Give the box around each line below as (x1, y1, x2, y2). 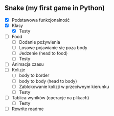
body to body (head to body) (19, 78, 77, 84)
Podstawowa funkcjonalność (11, 17, 70, 23)
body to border (19, 72, 49, 78)
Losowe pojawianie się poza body (19, 45, 88, 51)
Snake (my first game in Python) (4, 4, 105, 12)
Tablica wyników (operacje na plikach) (11, 94, 89, 100)
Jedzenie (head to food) (19, 50, 68, 56)
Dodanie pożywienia (19, 39, 61, 45)
